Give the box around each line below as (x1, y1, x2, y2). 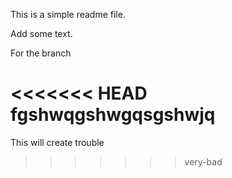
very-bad (184, 155, 223, 168)
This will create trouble (10, 136, 105, 148)
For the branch (10, 47, 72, 59)
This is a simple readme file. (10, 9, 126, 20)
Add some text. (10, 28, 73, 39)
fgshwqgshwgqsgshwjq (10, 104, 216, 126)
